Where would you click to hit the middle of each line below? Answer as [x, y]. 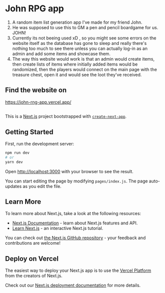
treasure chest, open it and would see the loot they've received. [77, 74]
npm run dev [17, 153]
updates [14, 186]
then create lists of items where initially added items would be [75, 64]
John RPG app [34, 9]
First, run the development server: [40, 144]
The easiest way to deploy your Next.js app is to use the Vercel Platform [78, 271]
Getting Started [29, 132]
